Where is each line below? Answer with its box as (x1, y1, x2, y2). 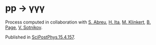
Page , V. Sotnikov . (5, 24, 43, 30)
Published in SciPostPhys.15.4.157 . (5, 34, 75, 40)
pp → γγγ (5, 2, 45, 14)
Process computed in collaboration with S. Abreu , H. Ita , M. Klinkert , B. (5, 19, 151, 25)
